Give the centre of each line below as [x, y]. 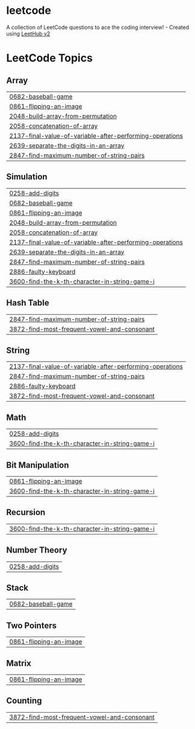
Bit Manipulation [38, 465]
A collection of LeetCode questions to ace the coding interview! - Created [98, 27]
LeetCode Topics [50, 58]
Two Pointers [32, 625]
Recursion [26, 512]
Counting [24, 701]
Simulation [27, 177]
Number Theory [37, 550]
